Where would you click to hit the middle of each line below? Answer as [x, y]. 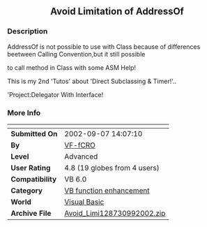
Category [27, 190]
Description [28, 31]
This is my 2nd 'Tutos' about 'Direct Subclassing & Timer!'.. [92, 81]
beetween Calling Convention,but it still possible [76, 54]
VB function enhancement [107, 190]
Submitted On [34, 133]
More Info [24, 112]
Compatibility [34, 179]
